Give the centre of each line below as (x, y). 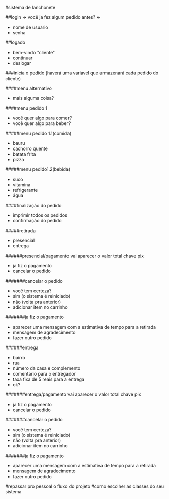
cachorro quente (30, 148)
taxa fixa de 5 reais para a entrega (48, 379)
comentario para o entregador (44, 374)
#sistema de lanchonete (30, 7)
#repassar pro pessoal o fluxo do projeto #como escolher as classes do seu (85, 486)
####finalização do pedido (33, 205)
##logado (15, 42)
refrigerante (25, 190)
